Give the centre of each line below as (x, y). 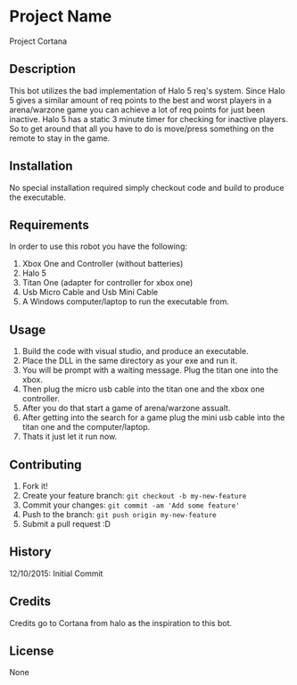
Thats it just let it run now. (70, 437)
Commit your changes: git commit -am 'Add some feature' (131, 505)
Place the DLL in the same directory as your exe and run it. (130, 361)
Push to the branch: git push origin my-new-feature (119, 514)
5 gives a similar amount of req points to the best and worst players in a (140, 100)
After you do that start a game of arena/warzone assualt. (126, 409)
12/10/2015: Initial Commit (56, 574)
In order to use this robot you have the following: (98, 246)
